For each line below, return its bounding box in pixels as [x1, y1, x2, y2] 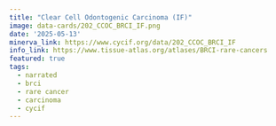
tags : [9, 63, 29, 72]
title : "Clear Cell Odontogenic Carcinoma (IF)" [9, 12, 193, 22]
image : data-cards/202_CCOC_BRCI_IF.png [9, 21, 162, 30]
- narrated [17, 71, 58, 80]
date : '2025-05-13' [9, 29, 82, 38]
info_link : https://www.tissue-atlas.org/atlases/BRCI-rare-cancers [9, 46, 268, 55]
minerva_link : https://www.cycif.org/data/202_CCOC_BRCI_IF [9, 37, 237, 47]
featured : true [9, 54, 66, 63]
